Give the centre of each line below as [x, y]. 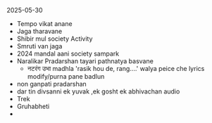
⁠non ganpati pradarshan [52, 84]
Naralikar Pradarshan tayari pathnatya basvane [85, 61]
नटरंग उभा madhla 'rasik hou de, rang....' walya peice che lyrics [116, 69]
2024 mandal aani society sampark [68, 53]
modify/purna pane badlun [66, 76]
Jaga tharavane [39, 31]
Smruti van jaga [39, 46]
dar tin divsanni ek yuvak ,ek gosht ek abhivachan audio [98, 91]
